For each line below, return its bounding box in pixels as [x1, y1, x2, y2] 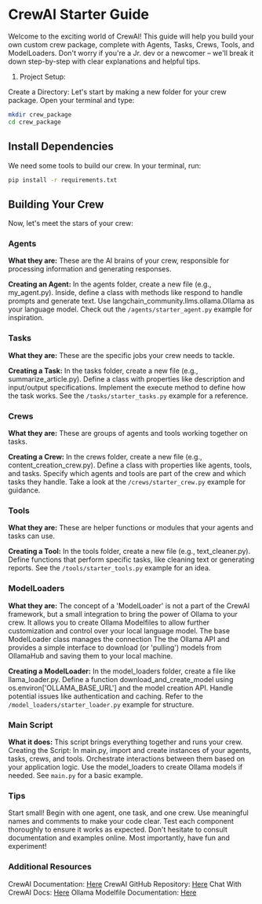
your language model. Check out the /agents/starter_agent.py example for [8, 304, 253, 314]
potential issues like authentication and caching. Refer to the [8, 691, 204, 701]
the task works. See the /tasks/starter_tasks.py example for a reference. [8, 391, 249, 400]
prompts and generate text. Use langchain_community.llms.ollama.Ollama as [8, 297, 255, 306]
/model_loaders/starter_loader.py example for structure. [8, 699, 195, 709]
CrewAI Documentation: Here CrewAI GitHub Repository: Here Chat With [8, 879, 242, 888]
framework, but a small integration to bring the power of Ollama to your [8, 609, 238, 618]
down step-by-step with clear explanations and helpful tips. [8, 57, 201, 66]
